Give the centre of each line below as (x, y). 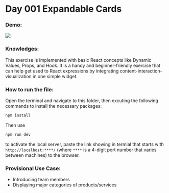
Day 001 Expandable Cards (64, 9)
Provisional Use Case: (33, 168)
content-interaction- (141, 71)
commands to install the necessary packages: (54, 106)
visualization (18, 76)
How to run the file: (30, 89)
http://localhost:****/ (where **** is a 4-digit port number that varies (81, 150)
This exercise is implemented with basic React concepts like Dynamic (78, 60)
